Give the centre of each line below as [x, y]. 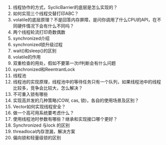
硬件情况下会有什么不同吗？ [45, 26]
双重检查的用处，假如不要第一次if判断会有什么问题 [64, 63]
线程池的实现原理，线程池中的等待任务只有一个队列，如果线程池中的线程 [87, 82]
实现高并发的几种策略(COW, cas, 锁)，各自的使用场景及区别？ [76, 100]
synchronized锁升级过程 [38, 44]
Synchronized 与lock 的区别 [41, 125]
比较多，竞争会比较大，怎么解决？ [48, 88]
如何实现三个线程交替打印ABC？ [46, 13]
